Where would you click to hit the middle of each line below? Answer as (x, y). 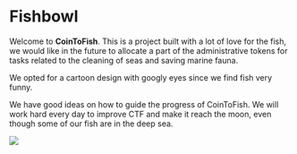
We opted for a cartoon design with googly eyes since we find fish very (141, 77)
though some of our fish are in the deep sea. (91, 124)
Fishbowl (44, 17)
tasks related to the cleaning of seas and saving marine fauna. (124, 60)
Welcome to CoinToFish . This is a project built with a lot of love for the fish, (148, 41)
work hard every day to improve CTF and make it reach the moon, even (140, 114)
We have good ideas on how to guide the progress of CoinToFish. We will (144, 104)
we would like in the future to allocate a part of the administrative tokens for (148, 50)
